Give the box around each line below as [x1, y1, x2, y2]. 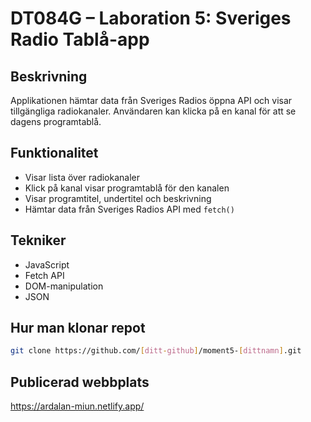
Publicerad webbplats [10, 373, 150, 391]
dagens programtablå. [10, 116, 102, 127]
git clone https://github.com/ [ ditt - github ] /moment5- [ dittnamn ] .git [10, 346, 302, 356]
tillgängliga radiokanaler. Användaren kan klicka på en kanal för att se [10, 105, 297, 117]
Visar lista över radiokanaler [24, 171, 140, 183]
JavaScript [24, 258, 70, 271]
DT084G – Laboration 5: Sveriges [10, 7, 292, 30]
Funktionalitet [10, 145, 99, 162]
